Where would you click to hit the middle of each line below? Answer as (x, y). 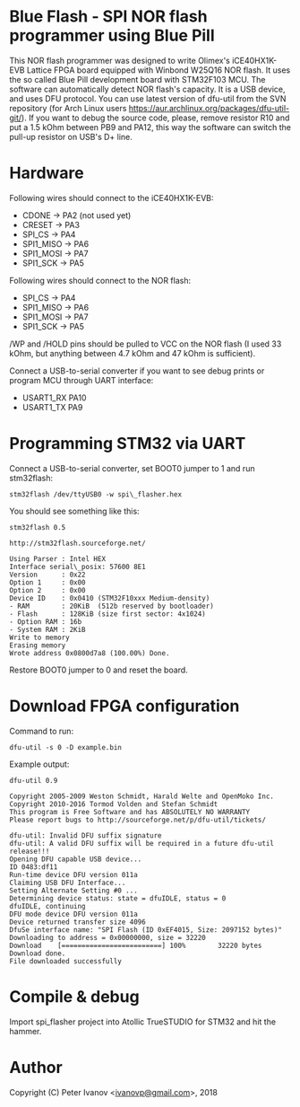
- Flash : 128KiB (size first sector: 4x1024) (107, 614)
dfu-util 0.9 (34, 780)
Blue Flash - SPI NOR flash (108, 17)
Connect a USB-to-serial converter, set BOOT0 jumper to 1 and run (132, 468)
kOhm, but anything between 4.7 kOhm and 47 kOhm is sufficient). (133, 353)
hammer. (26, 1031)
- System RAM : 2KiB (48, 629)
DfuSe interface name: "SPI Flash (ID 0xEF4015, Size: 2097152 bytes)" (146, 930)
